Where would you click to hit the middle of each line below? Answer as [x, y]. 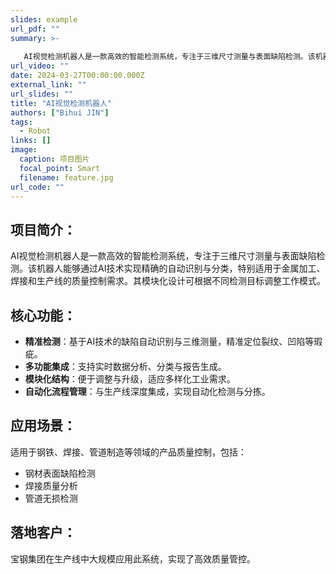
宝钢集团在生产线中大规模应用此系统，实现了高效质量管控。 [133, 558]
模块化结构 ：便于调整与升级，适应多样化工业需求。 [130, 379]
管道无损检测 [51, 498]
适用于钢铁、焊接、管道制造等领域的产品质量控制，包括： [128, 452]
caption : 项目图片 [54, 159]
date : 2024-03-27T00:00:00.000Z [77, 76]
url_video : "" [40, 66]
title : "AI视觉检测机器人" [61, 103]
